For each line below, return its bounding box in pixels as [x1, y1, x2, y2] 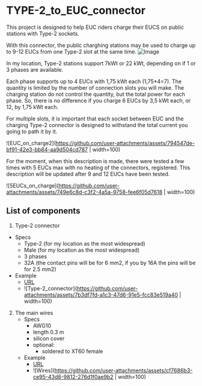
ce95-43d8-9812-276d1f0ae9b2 [32, 373, 114, 380]
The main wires [14, 309, 54, 316]
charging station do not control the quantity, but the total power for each [6, 90, 185, 98]
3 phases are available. [6, 66, 64, 73]
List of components [6, 206, 81, 216]
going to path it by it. [6, 128, 58, 135]
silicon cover [32, 335, 65, 342]
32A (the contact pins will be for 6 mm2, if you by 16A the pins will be [23, 259, 196, 266]
